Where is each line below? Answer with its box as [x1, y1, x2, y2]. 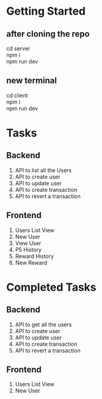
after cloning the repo [6, 29, 90, 39]
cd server [6, 45, 30, 52]
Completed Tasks [6, 280, 97, 294]
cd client [6, 92, 29, 99]
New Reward [15, 258, 47, 266]
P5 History [15, 246, 42, 253]
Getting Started [6, 4, 86, 18]
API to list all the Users [15, 166, 72, 174]
